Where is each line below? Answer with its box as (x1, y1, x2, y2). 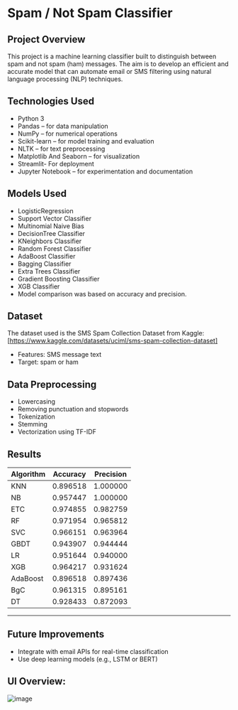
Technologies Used (7, 95, 94, 107)
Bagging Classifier (17, 259, 72, 268)
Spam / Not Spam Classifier (7, 5, 173, 21)
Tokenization (17, 412, 55, 421)
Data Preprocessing (7, 378, 97, 390)
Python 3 (17, 114, 45, 122)
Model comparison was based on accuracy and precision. (17, 289, 187, 298)
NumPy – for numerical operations (17, 129, 118, 138)
